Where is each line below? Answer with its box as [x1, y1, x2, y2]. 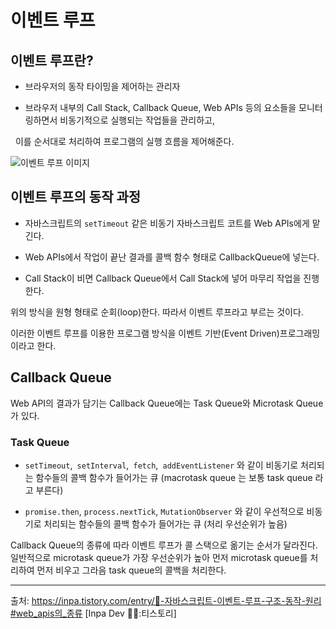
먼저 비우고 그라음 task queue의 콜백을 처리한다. [36, 564, 227, 576]
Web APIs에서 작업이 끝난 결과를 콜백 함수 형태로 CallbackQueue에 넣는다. [24, 251, 320, 263]
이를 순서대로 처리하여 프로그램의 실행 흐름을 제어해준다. [14, 136, 235, 147]
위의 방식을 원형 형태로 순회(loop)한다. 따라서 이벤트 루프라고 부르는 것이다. [10, 306, 304, 318]
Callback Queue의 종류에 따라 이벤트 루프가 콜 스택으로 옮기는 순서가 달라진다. [10, 539, 318, 551]
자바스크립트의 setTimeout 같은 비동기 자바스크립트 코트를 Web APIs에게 [24, 217, 310, 229]
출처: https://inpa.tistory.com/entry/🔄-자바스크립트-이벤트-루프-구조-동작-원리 [10, 594, 322, 606]
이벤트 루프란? [10, 52, 94, 69]
